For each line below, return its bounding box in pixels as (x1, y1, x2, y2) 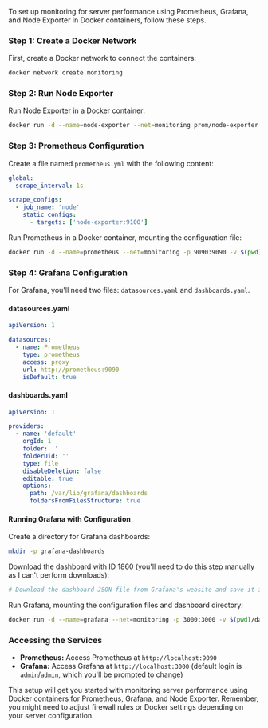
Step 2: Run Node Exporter (8, 88, 114, 99)
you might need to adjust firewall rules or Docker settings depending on (8, 702, 244, 712)
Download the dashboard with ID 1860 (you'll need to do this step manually (8, 562, 255, 571)
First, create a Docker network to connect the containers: (8, 54, 197, 63)
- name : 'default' (15, 430, 77, 438)
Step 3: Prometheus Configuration (8, 140, 144, 151)
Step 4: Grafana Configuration (8, 267, 128, 278)
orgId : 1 (22, 438, 52, 446)
